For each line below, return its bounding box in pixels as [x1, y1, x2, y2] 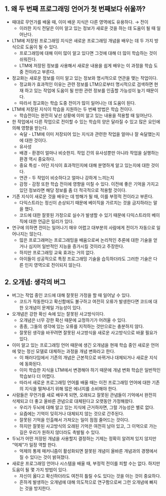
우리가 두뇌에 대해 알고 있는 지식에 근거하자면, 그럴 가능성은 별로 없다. [19, 404, 155, 410]
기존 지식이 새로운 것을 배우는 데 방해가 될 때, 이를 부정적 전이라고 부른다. [11, 193, 154, 199]
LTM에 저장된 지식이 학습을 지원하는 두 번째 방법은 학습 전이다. [11, 106, 134, 112]
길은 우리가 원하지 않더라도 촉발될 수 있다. [19, 429, 100, 435]
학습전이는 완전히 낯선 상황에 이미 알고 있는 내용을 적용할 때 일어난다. [19, 112, 154, 118]
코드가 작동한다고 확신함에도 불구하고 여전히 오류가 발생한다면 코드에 [19, 298, 153, 304]
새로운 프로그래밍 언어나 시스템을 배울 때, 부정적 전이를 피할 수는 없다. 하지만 [11, 460, 161, 466]
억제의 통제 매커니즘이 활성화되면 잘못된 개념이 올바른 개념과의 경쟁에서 [19, 448, 158, 454]
